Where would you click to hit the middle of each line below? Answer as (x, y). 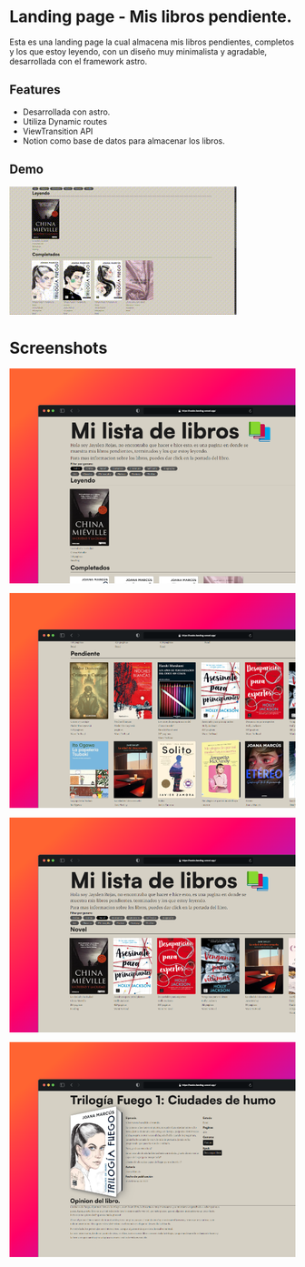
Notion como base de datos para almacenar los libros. (123, 141)
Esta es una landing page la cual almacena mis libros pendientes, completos (152, 42)
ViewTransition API (58, 131)
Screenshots (59, 348)
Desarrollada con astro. (66, 112)
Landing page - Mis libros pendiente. (151, 17)
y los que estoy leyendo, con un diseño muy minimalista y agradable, (138, 51)
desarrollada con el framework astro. (79, 61)
